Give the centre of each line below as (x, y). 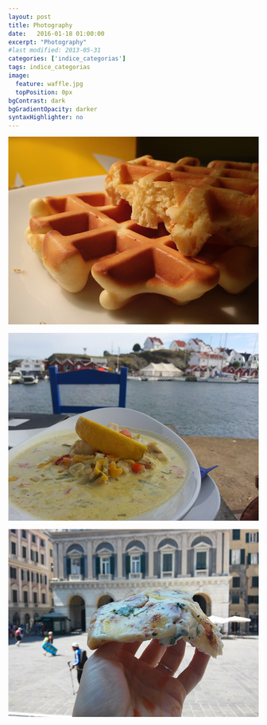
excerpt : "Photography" (48, 42)
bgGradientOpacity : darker (53, 109)
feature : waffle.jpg (49, 83)
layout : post (30, 17)
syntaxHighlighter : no (46, 118)
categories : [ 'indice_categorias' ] (67, 59)
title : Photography (41, 25)
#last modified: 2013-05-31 (55, 50)
